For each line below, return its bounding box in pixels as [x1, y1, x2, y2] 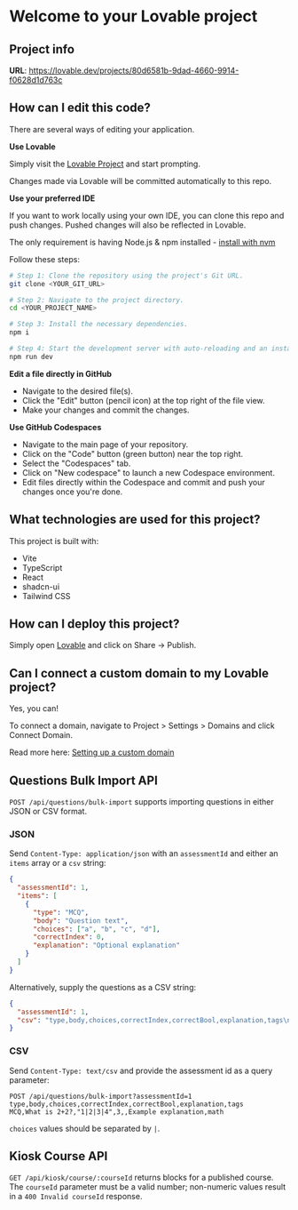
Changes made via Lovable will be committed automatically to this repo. [9, 175, 272, 186]
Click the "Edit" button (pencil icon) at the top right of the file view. [21, 395, 265, 405]
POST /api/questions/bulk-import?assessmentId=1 [9, 1092, 192, 1101]
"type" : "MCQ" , [32, 908, 90, 917]
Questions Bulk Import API [9, 773, 158, 788]
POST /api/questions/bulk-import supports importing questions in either [9, 797, 275, 807]
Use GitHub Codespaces [9, 421, 102, 432]
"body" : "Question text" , [32, 916, 129, 926]
